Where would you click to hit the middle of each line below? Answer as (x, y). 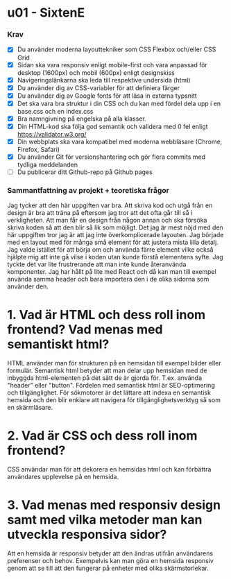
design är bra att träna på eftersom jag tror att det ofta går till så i (100, 213)
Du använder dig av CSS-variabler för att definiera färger (99, 87)
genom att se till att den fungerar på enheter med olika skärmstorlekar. (108, 568)
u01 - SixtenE (46, 13)
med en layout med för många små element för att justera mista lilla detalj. (113, 242)
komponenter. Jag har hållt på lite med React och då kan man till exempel (112, 272)
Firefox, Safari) (38, 150)
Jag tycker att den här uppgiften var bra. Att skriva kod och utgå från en (110, 205)
